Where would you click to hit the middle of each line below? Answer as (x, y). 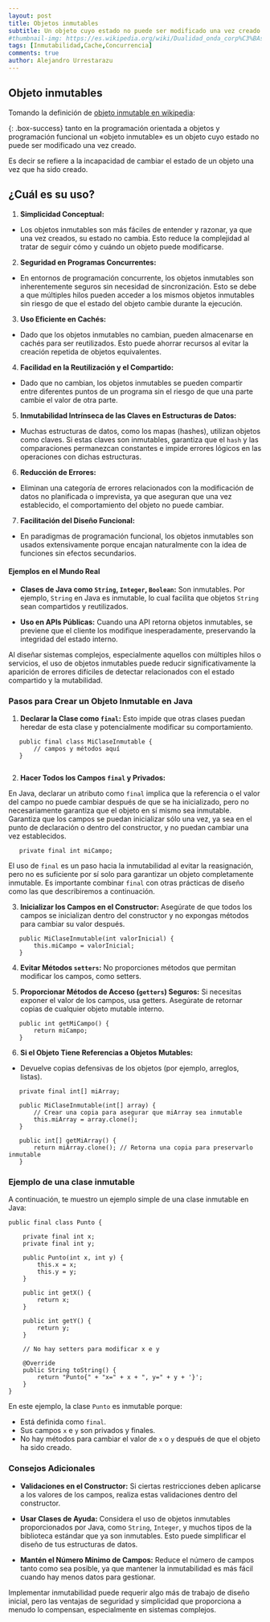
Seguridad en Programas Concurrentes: (88, 262)
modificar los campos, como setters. (81, 976)
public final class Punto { (55, 1223)
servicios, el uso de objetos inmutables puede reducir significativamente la (132, 663)
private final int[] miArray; (70, 1092)
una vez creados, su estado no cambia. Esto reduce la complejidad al (135, 238)
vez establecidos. (37, 836)
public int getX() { (57, 1293)
